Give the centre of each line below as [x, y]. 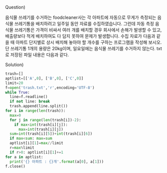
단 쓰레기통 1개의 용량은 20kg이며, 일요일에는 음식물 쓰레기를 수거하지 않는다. [80, 48]
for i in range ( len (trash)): [35, 111]
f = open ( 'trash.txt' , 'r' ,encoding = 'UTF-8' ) [50, 87]
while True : [17, 92]
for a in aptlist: [24, 157]
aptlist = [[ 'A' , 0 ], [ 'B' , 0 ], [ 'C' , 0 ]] [44, 78]
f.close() [15, 166]
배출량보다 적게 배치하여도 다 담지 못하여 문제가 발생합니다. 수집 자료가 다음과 [80, 36]
